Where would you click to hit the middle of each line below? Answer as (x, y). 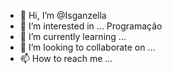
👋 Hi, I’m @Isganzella (63, 15)
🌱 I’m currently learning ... (73, 36)
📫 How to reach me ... (66, 58)
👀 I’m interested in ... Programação (91, 26)
